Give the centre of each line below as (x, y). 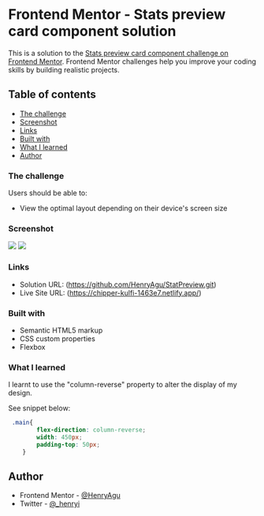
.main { (22, 423)
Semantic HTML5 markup (61, 330)
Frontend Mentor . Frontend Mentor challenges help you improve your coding (132, 61)
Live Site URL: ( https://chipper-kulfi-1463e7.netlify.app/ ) (111, 292)
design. (20, 393)
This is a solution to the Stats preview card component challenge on (118, 53)
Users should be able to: (48, 193)
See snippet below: (39, 408)
